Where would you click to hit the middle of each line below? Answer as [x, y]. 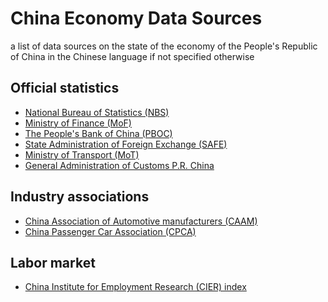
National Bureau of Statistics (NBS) [97, 112]
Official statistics [65, 88]
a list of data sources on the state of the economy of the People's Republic [164, 46]
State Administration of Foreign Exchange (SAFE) [126, 144]
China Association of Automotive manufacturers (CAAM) [141, 221]
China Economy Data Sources [136, 18]
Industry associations [80, 197]
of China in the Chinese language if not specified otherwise [132, 56]
